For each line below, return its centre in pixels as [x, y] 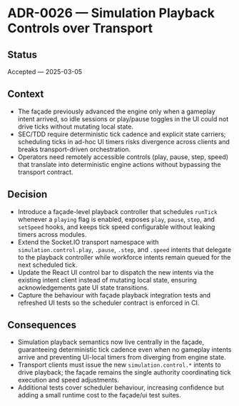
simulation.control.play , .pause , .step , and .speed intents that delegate [124, 249]
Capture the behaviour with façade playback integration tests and [114, 295]
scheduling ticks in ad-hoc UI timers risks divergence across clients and [123, 141]
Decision [27, 194]
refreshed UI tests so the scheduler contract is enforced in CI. [108, 303]
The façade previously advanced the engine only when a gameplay [116, 111]
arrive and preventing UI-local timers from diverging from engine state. [122, 357]
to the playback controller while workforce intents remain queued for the [124, 257]
